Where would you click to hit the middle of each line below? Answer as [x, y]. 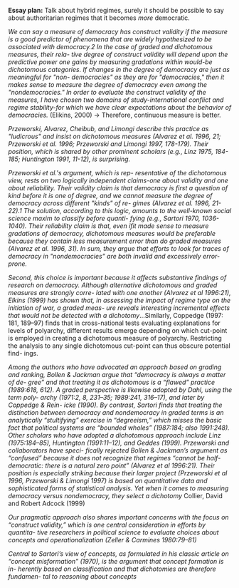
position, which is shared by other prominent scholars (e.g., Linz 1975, [111, 151]
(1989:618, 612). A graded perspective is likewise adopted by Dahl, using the [120, 390]
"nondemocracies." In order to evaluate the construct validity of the [107, 92]
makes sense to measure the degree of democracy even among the [108, 84]
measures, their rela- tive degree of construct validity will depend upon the [118, 54]
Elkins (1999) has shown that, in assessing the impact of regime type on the [119, 300]
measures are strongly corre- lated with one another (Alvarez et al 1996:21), [119, 293]
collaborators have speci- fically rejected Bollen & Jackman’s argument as [118, 450]
